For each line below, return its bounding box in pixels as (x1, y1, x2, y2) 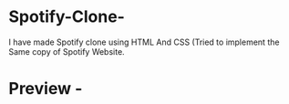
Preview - (8, 78, 83, 99)
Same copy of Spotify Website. (8, 46, 125, 57)
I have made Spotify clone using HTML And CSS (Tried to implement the (8, 36, 280, 47)
